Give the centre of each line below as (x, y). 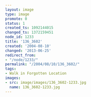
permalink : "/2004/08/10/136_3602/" (42, 64)
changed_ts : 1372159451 (29, 32)
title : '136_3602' (24, 42)
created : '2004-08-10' (28, 46)
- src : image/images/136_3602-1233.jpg (46, 82)
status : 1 (15, 23)
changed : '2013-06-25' (28, 50)
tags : (11, 69)
